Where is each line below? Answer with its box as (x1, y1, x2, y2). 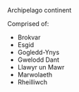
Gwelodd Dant (17, 55, 60, 64)
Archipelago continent (7, 6, 72, 14)
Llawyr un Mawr (17, 63, 65, 71)
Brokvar (17, 33, 41, 41)
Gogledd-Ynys (17, 48, 60, 56)
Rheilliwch (17, 78, 48, 86)
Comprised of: (7, 20, 49, 27)
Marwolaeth (17, 70, 53, 79)
